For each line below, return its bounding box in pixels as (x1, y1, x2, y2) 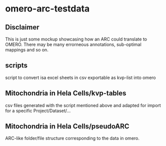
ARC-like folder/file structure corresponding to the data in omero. (5, 135, 140, 141)
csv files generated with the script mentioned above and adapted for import (5, 102, 161, 108)
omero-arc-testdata (5, 3, 90, 14)
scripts (5, 61, 27, 70)
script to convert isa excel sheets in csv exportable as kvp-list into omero (5, 74, 156, 80)
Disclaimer (5, 23, 39, 31)
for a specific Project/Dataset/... (5, 107, 71, 113)
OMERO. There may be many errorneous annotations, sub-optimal (5, 41, 141, 47)
